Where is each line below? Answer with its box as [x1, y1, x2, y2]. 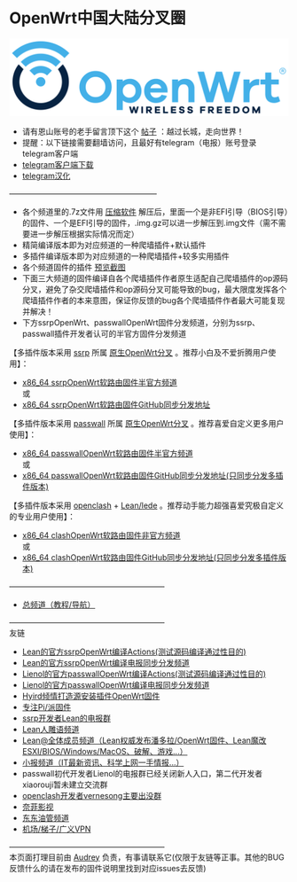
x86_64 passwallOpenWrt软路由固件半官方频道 [21, 448, 193, 458]
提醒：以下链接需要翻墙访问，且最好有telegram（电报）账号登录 [21, 137, 257, 147]
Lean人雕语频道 [21, 723, 80, 734]
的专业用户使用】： [9, 511, 75, 521]
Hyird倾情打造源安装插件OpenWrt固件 [21, 691, 160, 701]
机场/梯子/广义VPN [21, 823, 91, 834]
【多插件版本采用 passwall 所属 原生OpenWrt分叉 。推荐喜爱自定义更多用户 [9, 418, 285, 428]
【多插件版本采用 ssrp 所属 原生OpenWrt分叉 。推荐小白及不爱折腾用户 [9, 347, 269, 357]
